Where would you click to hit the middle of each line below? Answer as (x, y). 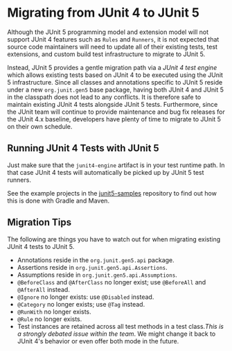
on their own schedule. (40, 126)
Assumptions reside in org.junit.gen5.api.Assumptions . (97, 275)
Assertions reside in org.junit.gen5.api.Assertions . (92, 267)
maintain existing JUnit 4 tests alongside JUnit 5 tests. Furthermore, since (113, 104)
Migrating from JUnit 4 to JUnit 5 (103, 13)
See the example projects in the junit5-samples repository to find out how (112, 193)
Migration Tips (39, 222)
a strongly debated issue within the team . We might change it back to (116, 334)
